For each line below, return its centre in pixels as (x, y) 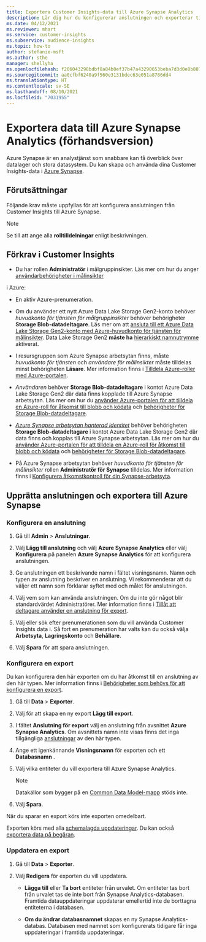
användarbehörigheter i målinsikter (59, 276)
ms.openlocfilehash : (33, 69)
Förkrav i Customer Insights (60, 254)
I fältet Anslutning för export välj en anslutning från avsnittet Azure (101, 726)
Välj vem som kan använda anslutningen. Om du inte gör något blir (99, 598)
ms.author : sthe (27, 58)
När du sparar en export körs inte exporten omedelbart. (76, 816)
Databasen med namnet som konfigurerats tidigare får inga (123, 925)
